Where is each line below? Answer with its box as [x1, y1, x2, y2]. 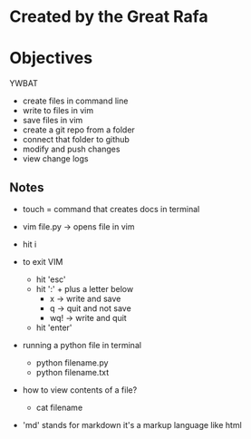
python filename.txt [35, 366, 110, 377]
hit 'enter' [35, 322, 72, 333]
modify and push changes [22, 143, 121, 155]
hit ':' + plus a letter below [35, 283, 134, 294]
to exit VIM [22, 256, 63, 267]
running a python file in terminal [22, 339, 142, 350]
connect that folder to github [22, 134, 130, 145]
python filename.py [35, 356, 109, 368]
